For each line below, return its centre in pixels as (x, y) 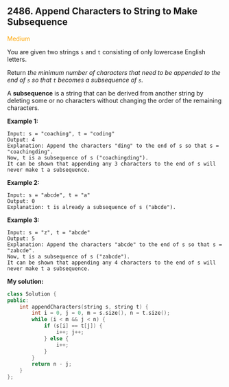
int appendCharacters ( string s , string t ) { (84, 307)
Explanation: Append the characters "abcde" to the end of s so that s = (115, 244)
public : (18, 300)
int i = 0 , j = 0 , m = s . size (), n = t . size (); (101, 313)
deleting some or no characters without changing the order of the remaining (114, 100)
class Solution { (32, 294)
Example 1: (23, 121)
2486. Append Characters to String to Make (102, 11)
